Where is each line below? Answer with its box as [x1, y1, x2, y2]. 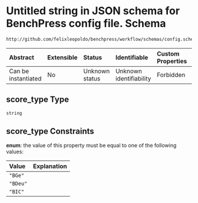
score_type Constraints [6, 126, 94, 137]
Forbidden [157, 70, 186, 79]
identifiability [115, 74, 151, 82]
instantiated [9, 74, 42, 82]
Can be [9, 67, 29, 75]
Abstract [9, 53, 34, 62]
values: [6, 148, 24, 155]
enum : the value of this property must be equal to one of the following [6, 142, 177, 149]
